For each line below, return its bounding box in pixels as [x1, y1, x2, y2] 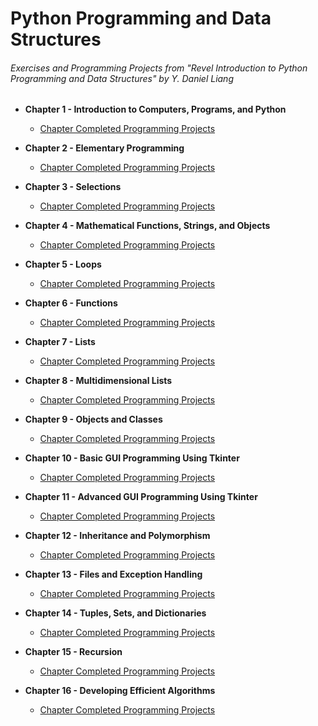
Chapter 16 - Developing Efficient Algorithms [24, 685, 216, 697]
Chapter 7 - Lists [24, 336, 96, 348]
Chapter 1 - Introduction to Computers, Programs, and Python [24, 103, 287, 116]
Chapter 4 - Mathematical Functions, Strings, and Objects [24, 220, 271, 232]
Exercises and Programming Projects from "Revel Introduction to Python [10, 62, 308, 74]
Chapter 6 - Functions [24, 297, 118, 309]
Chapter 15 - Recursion [24, 646, 123, 658]
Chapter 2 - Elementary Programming [24, 142, 185, 154]
